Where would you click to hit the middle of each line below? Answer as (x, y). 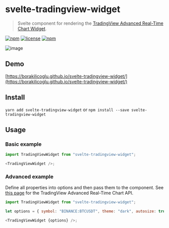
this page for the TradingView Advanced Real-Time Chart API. (69, 193)
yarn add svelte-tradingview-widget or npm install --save (67, 109)
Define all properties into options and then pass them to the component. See (84, 188)
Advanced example (29, 177)
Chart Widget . (32, 28)
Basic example (23, 144)
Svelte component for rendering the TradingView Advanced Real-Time (90, 23)
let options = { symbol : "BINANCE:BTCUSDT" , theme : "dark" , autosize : (81, 211)
